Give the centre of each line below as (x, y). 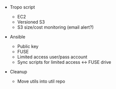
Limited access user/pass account (52, 57)
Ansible (18, 37)
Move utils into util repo (41, 81)
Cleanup (18, 72)
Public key (28, 46)
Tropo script (22, 7)
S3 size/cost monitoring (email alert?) (56, 27)
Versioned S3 (31, 22)
